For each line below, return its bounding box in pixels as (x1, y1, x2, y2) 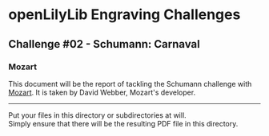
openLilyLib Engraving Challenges (8, 6, 241, 24)
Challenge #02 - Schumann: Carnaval (8, 37, 200, 51)
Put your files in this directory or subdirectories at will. (8, 110, 187, 120)
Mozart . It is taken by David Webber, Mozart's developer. (8, 87, 196, 97)
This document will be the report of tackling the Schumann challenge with (8, 79, 252, 88)
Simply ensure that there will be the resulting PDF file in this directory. (8, 119, 239, 128)
